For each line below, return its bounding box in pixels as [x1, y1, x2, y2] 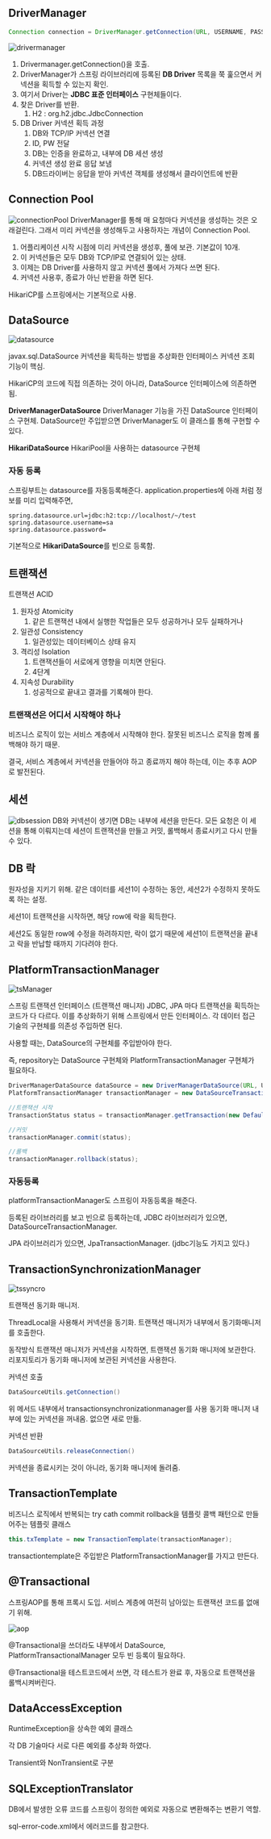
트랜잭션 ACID [8, 589, 54, 600]
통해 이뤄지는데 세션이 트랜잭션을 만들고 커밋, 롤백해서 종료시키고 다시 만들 [23, 825, 258, 835]
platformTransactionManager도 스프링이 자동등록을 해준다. [8, 1196, 198, 1206]
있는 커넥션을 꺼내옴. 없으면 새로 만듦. [23, 1414, 142, 1423]
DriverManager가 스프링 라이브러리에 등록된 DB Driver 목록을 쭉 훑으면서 [19, 69, 254, 79]
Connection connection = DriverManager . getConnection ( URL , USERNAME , [8, 27, 248, 36]
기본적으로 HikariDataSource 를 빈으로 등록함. [8, 541, 156, 550]
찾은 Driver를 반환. [19, 99, 80, 109]
